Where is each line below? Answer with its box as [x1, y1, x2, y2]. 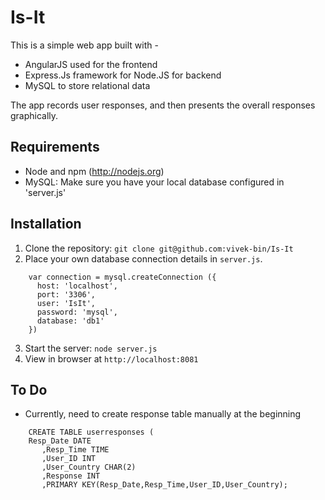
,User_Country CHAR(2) [41, 462, 137, 473]
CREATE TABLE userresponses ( [28, 427, 155, 438]
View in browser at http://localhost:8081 [24, 352, 199, 365]
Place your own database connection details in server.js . [24, 252, 263, 265]
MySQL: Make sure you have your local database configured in [24, 176, 285, 188]
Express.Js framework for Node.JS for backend [24, 69, 222, 81]
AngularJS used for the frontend [24, 58, 158, 70]
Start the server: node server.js [24, 342, 158, 354]
